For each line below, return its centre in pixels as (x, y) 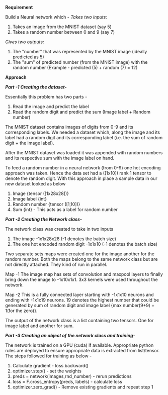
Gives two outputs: (25, 42)
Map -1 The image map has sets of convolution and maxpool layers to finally (84, 274)
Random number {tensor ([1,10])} (46, 204)
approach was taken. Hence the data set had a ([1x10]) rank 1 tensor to (78, 173)
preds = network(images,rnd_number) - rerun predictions (72, 376)
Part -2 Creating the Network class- (44, 219)
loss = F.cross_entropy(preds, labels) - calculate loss (67, 382)
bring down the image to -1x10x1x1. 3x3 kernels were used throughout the (81, 279)
